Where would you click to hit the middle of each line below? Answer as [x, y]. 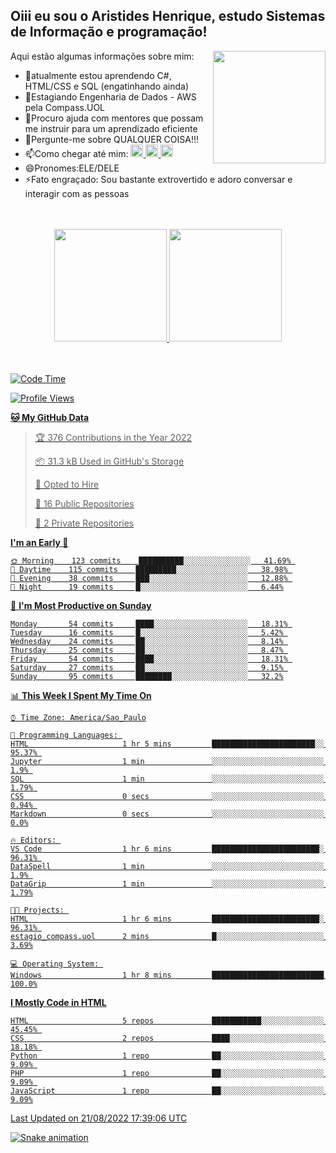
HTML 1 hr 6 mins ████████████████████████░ [167, 919]
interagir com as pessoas [77, 193]
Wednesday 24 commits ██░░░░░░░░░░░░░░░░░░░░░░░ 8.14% [147, 641]
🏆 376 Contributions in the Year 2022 [113, 437]
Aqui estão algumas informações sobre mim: [102, 56]
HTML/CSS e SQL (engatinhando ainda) [107, 86]
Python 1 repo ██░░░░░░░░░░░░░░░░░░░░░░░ [167, 1055]
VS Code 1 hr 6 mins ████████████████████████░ [167, 849]
